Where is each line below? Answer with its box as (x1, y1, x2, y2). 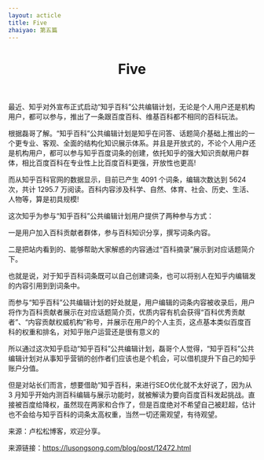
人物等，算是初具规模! (8, 194, 80, 204)
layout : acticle (8, 11, 61, 20)
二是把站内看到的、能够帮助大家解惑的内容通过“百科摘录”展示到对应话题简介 (8, 245, 255, 254)
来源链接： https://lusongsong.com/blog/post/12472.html (8, 443, 192, 453)
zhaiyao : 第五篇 (8, 26, 58, 34)
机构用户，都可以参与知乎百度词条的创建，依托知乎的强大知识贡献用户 (14, 149, 242, 158)
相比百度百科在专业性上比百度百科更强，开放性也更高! (21, 158, 196, 167)
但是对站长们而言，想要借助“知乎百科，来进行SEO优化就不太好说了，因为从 (8, 381, 253, 390)
